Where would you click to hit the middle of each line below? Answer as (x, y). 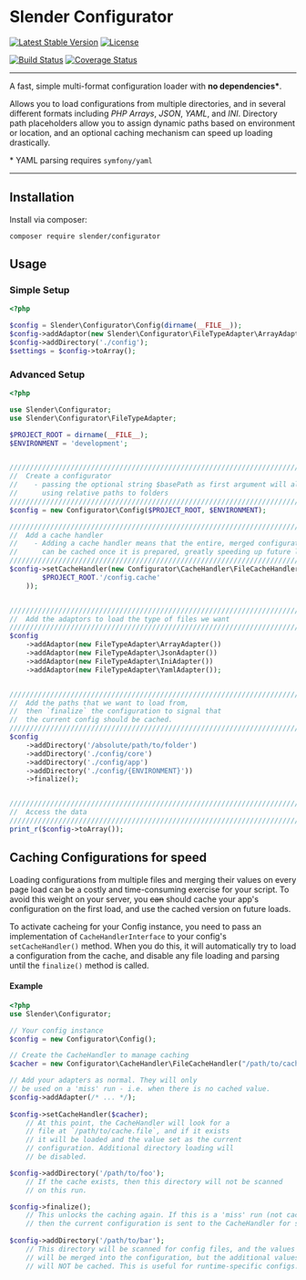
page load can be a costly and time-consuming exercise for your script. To (149, 889)
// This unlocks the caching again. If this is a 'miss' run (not (154, 1215)
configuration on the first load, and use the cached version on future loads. (150, 908)
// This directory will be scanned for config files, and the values (161, 1249)
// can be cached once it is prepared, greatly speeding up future (150, 552)
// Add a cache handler (56, 535)
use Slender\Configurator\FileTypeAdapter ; (93, 418)
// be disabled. (57, 1157)
